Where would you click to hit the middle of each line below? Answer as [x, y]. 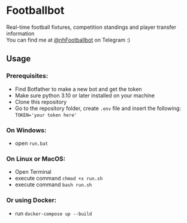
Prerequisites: [27, 76]
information [20, 33]
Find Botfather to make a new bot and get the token [78, 89]
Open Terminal [33, 172]
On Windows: [26, 130]
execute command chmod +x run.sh [59, 179]
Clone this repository [41, 102]
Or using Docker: [31, 200]
